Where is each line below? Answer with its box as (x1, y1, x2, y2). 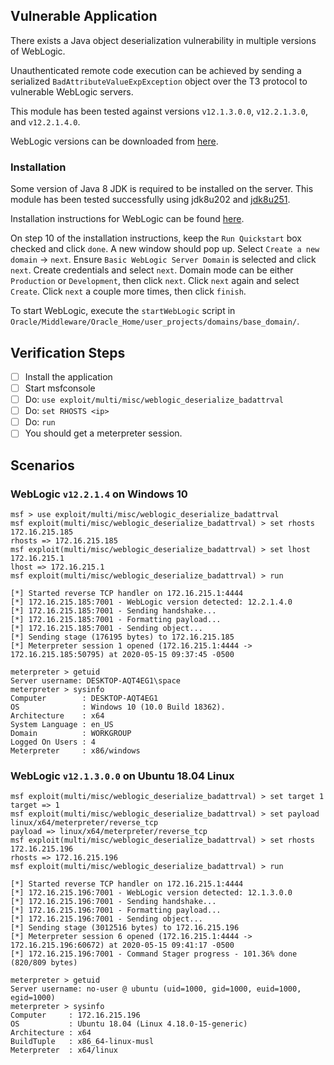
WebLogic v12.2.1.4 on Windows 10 (10, 487, 188, 501)
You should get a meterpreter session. (24, 427, 183, 439)
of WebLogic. (10, 45, 66, 57)
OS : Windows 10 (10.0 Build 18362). (10, 702, 226, 712)
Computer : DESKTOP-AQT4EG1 (10, 693, 159, 703)
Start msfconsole (24, 382, 96, 394)
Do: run (24, 416, 56, 428)
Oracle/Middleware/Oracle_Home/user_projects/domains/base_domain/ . (10, 315, 300, 328)
